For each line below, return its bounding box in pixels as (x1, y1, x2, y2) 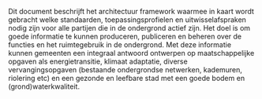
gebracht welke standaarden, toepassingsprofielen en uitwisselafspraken (8, 15, 247, 24)
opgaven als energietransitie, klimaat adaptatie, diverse (8, 57, 188, 66)
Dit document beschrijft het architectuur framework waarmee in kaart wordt (8, 7, 255, 16)
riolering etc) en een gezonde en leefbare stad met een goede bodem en (8, 74, 245, 82)
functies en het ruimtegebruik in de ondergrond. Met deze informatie (8, 40, 231, 49)
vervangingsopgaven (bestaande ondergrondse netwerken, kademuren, (8, 65, 243, 74)
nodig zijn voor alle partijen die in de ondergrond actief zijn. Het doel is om (8, 24, 251, 32)
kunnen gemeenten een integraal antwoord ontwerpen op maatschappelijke (8, 49, 255, 57)
